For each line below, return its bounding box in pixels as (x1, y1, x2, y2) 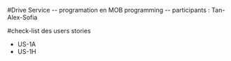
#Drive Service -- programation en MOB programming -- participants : (7, 6, 210, 14)
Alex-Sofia (7, 13, 38, 21)
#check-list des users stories (7, 27, 91, 35)
